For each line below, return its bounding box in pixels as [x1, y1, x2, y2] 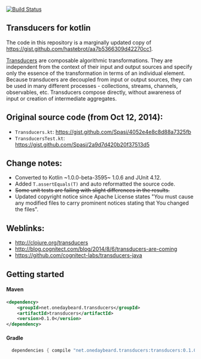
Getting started [6, 269, 65, 279]
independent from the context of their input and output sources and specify [6, 63, 193, 70]
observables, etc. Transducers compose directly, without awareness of [6, 89, 181, 96]
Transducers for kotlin [6, 23, 91, 33]
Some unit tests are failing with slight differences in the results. [14, 187, 170, 194]
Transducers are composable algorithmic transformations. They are [6, 57, 173, 64]
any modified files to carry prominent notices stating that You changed [14, 199, 190, 206]
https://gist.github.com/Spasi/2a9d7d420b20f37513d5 [14, 141, 150, 148]
